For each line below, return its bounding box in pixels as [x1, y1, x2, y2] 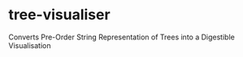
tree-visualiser [8, 6, 111, 24]
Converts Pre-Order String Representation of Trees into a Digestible [8, 32, 236, 42]
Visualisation [8, 40, 51, 50]
